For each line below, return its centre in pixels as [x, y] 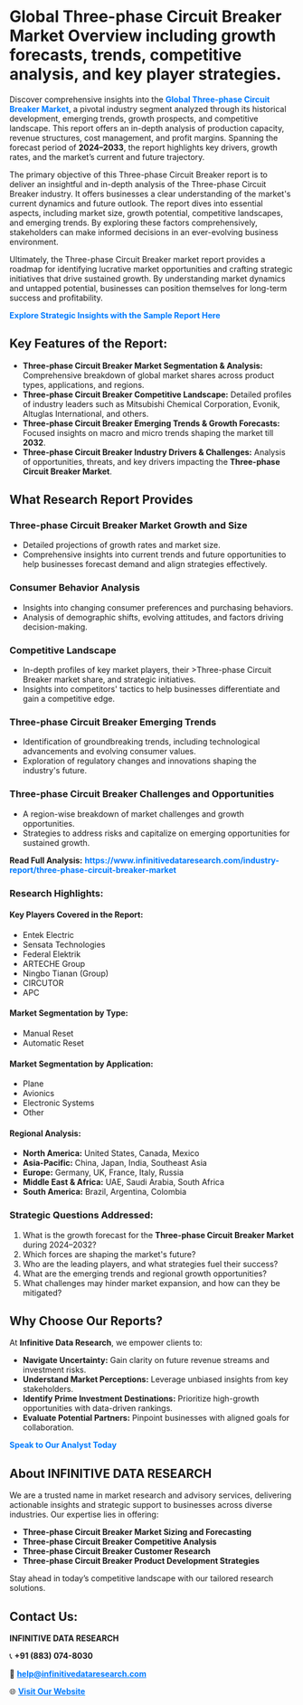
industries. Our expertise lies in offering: [84, 1515]
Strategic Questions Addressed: [81, 1216]
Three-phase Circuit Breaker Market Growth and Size [128, 526]
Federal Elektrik [52, 954]
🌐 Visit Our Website [47, 1691]
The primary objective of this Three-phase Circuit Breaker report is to [139, 175]
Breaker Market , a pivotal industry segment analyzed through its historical [148, 109]
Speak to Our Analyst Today [63, 1445]
